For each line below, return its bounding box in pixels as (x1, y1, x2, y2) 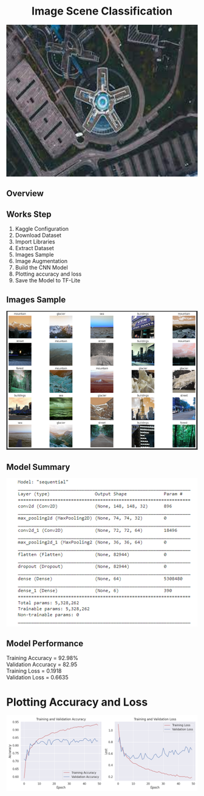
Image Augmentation (15, 257, 68, 265)
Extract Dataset (15, 245, 54, 252)
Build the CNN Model (15, 264, 68, 271)
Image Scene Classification (31, 4, 173, 18)
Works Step (6, 209, 52, 219)
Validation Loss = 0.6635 (6, 674, 69, 681)
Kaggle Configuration (15, 225, 69, 233)
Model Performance (6, 639, 84, 648)
